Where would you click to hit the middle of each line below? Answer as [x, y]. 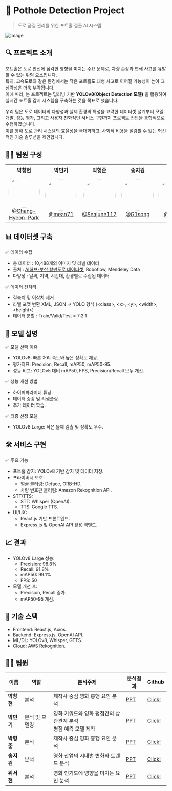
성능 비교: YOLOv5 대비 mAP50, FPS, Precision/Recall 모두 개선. [78, 371]
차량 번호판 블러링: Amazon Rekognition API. [66, 490]
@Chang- [24, 211]
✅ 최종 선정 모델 [21, 416]
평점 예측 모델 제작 [74, 729]
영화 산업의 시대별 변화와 [81, 756]
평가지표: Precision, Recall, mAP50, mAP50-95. [62, 364]
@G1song [137, 214]
